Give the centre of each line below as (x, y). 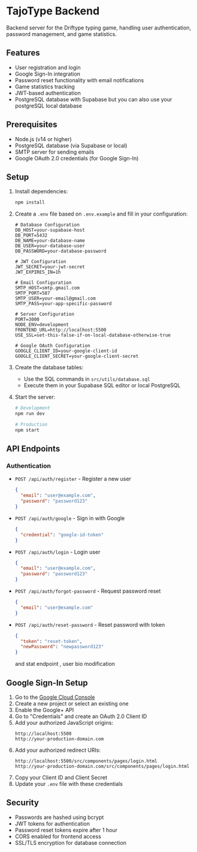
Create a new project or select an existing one (72, 703)
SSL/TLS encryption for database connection (71, 842)
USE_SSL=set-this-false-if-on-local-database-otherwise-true (93, 335)
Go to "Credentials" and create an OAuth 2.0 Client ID (81, 716)
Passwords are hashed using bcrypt (59, 817)
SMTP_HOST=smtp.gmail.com (47, 288)
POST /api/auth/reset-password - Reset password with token (90, 624)
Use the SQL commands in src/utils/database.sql (87, 379)
